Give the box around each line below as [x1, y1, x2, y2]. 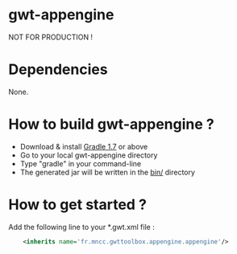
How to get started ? [8, 195, 148, 214]
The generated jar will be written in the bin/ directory [19, 167, 196, 177]
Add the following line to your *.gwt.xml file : [8, 222, 155, 231]
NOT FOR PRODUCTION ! [8, 32, 94, 42]
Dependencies [8, 60, 108, 79]
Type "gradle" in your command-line [19, 158, 142, 168]
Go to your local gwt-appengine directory [19, 150, 158, 160]
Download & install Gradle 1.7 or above [19, 141, 148, 151]
